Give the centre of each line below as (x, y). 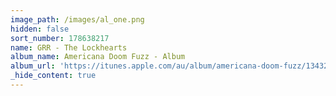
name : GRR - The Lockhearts (69, 47)
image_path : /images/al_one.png (77, 19)
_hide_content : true (53, 76)
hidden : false (40, 29)
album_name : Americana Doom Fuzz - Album (98, 57)
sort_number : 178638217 (60, 38)
